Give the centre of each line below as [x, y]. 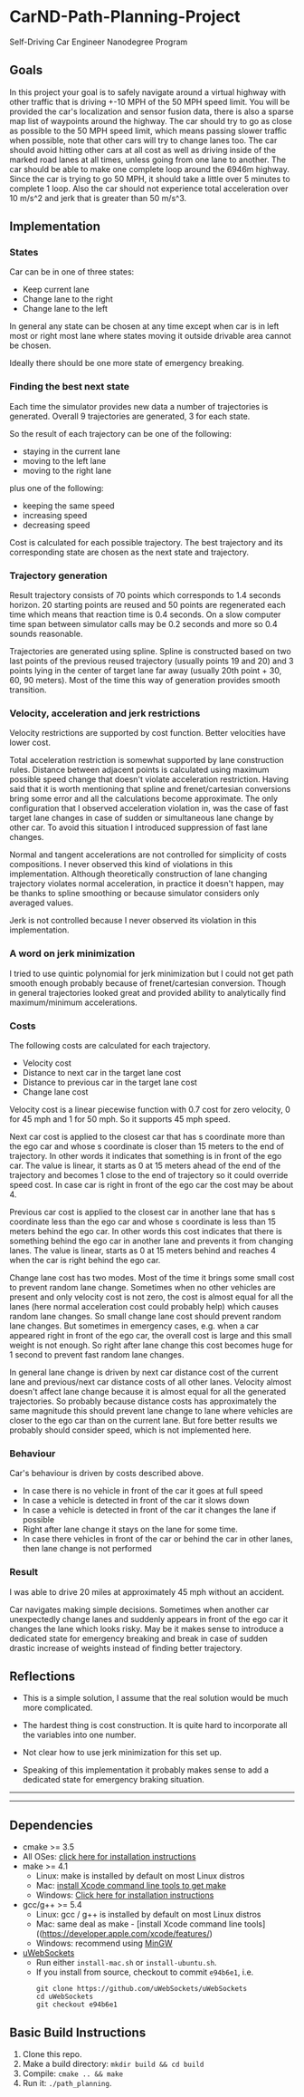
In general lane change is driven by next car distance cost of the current [144, 1372]
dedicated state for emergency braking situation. [114, 1780]
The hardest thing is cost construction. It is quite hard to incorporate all [155, 1725]
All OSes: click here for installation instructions [109, 1857]
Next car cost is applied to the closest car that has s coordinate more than [147, 1136]
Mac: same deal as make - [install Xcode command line [139, 1924]
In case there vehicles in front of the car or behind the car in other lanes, [157, 1539]
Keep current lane [56, 290]
